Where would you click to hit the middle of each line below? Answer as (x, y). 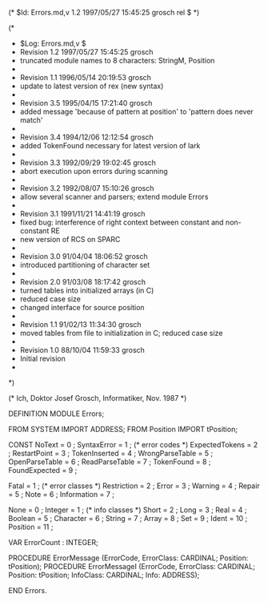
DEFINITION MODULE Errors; (56, 414)
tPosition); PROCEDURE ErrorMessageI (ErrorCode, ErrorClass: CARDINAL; (132, 566)
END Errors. (28, 590)
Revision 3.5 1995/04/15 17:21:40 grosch (86, 103)
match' (31, 120)
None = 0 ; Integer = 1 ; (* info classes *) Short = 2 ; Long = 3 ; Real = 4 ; (128, 510)
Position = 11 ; (31, 527)
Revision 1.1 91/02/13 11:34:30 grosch (80, 324)
